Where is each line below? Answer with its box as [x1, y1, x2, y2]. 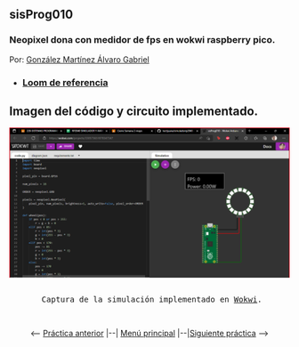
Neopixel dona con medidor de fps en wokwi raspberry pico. [9, 34, 276, 46]
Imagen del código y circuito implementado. [9, 104, 259, 118]
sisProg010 [9, 7, 74, 22]
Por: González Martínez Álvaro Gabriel [9, 53, 149, 65]
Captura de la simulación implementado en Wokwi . [41, 295, 263, 305]
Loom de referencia [21, 76, 109, 88]
